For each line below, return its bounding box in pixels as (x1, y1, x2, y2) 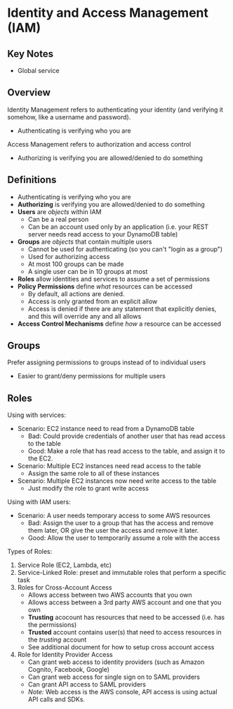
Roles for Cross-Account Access (17, 583, 112, 592)
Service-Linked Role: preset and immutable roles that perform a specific (17, 569, 227, 577)
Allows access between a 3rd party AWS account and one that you (27, 598, 222, 607)
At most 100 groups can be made (27, 260, 124, 268)
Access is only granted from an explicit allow (27, 297, 158, 305)
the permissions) (27, 621, 77, 629)
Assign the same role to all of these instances (27, 469, 160, 478)
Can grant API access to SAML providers (27, 680, 146, 689)
